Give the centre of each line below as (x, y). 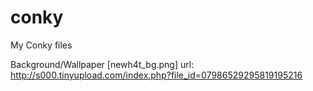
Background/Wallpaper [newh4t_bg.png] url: (102, 64)
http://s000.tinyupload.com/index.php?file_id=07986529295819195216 (156, 75)
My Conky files (41, 45)
